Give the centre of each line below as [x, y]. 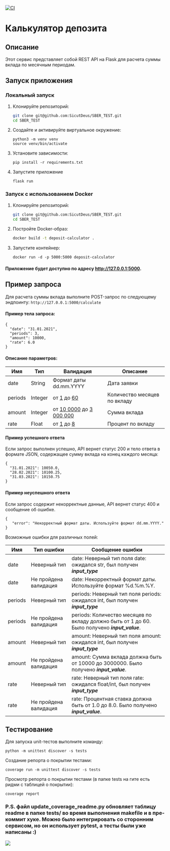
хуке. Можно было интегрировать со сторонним [90, 819]
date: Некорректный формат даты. [114, 579]
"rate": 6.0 [23, 342]
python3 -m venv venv [35, 139]
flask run [23, 181]
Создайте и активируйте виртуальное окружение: [67, 130]
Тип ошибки [49, 549]
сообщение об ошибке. [30, 509]
